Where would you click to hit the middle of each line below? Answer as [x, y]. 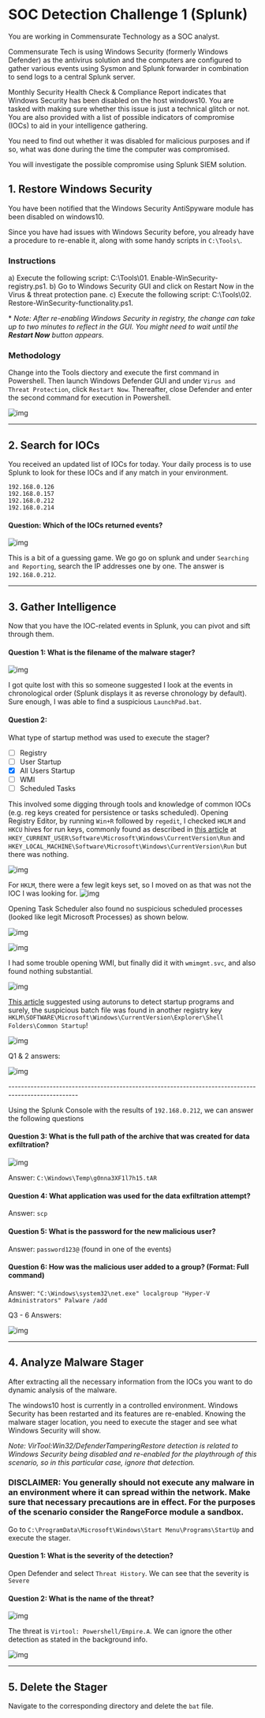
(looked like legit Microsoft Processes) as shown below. [99, 917]
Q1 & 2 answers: [34, 1056]
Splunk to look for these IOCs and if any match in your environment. [118, 473]
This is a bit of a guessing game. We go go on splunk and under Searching [129, 558]
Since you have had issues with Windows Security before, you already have [131, 232]
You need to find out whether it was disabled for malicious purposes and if [129, 140]
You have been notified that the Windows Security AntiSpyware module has [131, 208]
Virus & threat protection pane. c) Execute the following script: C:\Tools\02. [130, 295]
